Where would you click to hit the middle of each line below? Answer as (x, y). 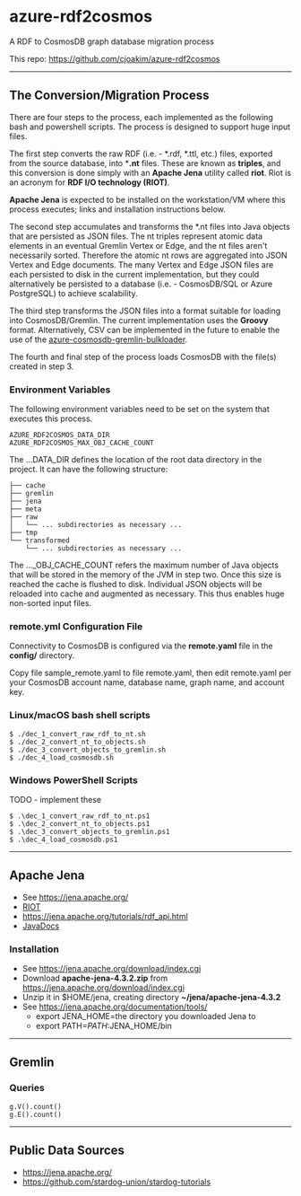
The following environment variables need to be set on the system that (140, 409)
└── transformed (39, 541)
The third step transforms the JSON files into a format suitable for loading (145, 311)
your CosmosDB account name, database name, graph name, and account (147, 682)
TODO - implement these (56, 799)
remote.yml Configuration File (76, 626)
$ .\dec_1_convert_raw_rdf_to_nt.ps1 (80, 816)
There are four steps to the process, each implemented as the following (141, 117)
